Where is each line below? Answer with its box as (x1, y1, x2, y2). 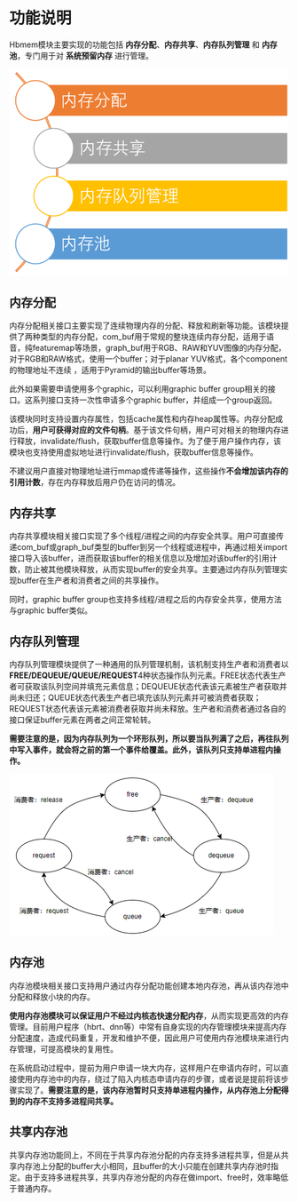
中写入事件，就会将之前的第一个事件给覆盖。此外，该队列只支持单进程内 (9, 744, 273, 755)
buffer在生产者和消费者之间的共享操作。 (16, 575, 164, 586)
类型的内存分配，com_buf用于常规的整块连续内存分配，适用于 (39, 331, 267, 342)
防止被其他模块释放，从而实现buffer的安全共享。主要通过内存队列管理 (24, 564, 280, 575)
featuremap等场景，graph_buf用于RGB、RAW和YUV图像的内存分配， (32, 343, 286, 354)
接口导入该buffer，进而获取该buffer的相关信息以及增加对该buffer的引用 (9, 553, 271, 564)
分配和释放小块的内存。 (9, 991, 95, 1002)
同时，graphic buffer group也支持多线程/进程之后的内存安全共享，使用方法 (9, 594, 282, 605)
